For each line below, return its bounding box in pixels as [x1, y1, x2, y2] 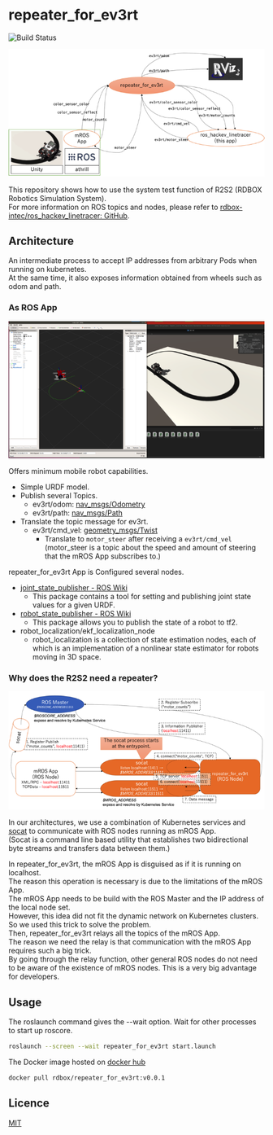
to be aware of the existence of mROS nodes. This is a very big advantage [8, 963, 258, 973]
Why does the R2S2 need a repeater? [8, 673, 158, 684]
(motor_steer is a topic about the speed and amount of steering [44, 543, 257, 553]
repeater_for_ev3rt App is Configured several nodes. [8, 567, 184, 577]
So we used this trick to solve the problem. [8, 920, 152, 930]
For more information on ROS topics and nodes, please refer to [8, 202, 219, 212]
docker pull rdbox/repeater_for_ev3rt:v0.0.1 [8, 1073, 165, 1082]
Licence [8, 1097, 50, 1111]
